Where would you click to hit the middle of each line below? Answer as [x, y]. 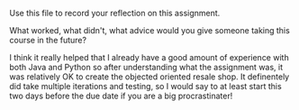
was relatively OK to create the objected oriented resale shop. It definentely [149, 77]
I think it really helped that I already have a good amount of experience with [149, 57]
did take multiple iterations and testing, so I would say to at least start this [145, 86]
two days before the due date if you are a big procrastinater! [121, 96]
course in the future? [48, 40]
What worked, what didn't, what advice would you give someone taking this [149, 30]
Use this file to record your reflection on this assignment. [115, 13]
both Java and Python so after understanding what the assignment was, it [146, 67]
